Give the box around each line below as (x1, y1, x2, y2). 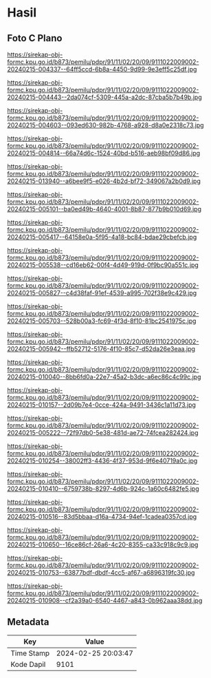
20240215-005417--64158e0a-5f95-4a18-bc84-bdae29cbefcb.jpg (7, 233, 197, 241)
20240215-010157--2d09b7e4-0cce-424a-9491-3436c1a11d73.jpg (7, 401, 196, 409)
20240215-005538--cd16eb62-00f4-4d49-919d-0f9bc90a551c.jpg (7, 261, 199, 269)
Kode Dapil (10, 659, 46, 669)
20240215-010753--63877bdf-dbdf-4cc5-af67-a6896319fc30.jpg (7, 569, 195, 576)
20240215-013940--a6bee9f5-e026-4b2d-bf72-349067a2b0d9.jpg (7, 177, 201, 185)
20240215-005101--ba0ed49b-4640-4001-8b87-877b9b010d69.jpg (7, 205, 201, 213)
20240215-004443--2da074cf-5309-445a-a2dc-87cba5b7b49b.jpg (7, 93, 203, 101)
